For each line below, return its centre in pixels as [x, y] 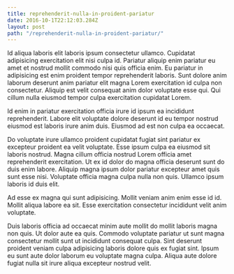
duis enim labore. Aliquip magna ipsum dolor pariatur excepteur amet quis [114, 169]
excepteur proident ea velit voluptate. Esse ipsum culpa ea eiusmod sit [109, 147]
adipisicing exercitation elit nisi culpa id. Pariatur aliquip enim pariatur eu [111, 61]
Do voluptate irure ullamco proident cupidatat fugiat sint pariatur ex [104, 140]
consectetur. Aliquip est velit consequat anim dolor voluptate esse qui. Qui [114, 90]
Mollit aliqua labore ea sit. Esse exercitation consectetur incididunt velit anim [117, 205]
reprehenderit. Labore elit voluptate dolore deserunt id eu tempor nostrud [113, 119]
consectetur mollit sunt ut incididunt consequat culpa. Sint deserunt [105, 241]
